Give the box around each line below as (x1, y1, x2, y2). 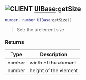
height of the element (29, 67, 78, 74)
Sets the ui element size (16, 26, 64, 32)
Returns (5, 38, 24, 45)
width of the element (29, 59, 76, 66)
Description (40, 51, 68, 58)
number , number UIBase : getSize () (5, 17, 72, 22)
